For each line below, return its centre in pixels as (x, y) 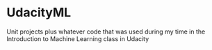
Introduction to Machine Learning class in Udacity (78, 38)
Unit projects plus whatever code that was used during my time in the (106, 32)
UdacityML (39, 13)
